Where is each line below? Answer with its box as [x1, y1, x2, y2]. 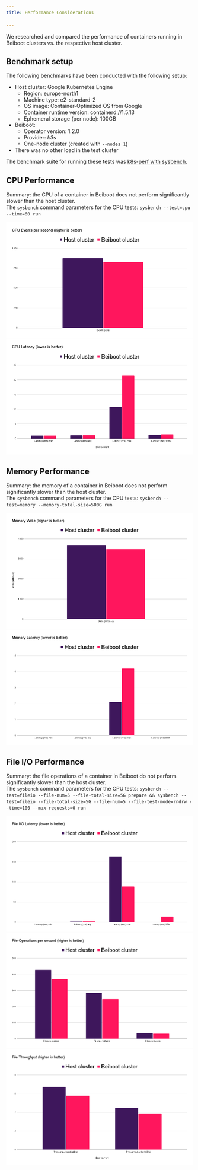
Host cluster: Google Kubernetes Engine [14, 84, 113, 91]
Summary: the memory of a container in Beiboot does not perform [6, 482, 168, 489]
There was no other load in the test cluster [14, 147, 119, 154]
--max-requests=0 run [32, 805, 86, 811]
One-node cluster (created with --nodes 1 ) [23, 140, 128, 148]
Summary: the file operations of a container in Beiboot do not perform [6, 772, 177, 780]
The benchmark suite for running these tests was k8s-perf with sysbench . [6, 158, 188, 166]
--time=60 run [6, 211, 41, 217]
